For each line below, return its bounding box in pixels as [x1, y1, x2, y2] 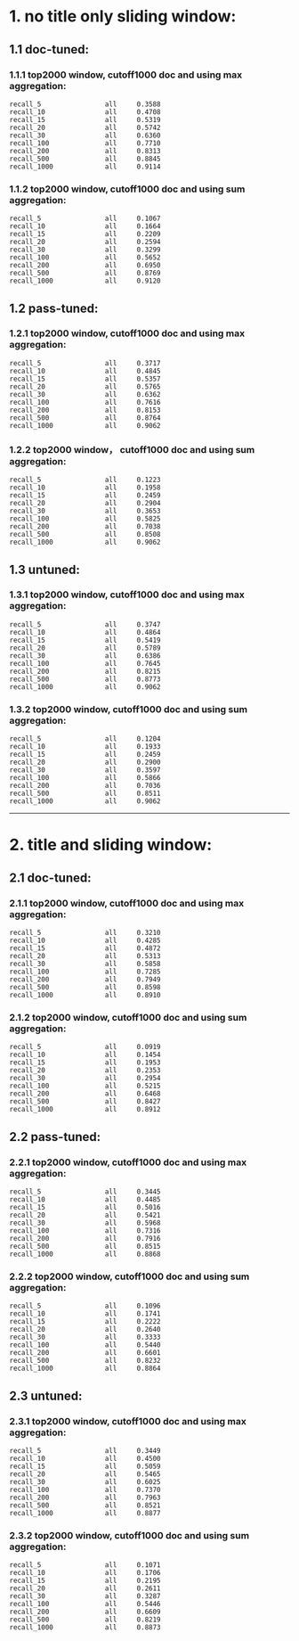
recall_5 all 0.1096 [9, 1301, 162, 1311]
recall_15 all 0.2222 [9, 1317, 162, 1326]
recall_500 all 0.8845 [9, 154, 162, 163]
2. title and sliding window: [9, 835, 213, 855]
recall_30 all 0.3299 [9, 245, 162, 255]
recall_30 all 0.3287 [9, 1592, 162, 1601]
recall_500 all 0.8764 [9, 413, 162, 423]
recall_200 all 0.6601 [9, 1349, 162, 1358]
